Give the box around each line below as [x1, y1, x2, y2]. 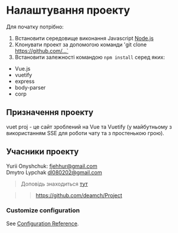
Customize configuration [6, 206, 80, 215]
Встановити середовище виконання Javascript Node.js [14, 34, 154, 42]
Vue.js [14, 65, 31, 72]
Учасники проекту [6, 146, 79, 157]
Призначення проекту [6, 107, 93, 117]
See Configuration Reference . [6, 220, 79, 227]
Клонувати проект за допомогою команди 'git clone [14, 41, 147, 48]
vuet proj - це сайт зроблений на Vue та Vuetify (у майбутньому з [6, 123, 172, 130]
